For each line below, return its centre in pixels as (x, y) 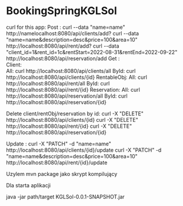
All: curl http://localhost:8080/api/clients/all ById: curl (71, 71)
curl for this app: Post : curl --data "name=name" (66, 27)
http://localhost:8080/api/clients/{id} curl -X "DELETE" (72, 119)
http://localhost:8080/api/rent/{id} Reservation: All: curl (73, 89)
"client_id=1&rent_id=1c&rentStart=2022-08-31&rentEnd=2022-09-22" (92, 52)
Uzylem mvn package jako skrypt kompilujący (62, 174)
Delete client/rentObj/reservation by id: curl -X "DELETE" (75, 114)
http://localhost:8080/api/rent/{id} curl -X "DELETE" (69, 126)
